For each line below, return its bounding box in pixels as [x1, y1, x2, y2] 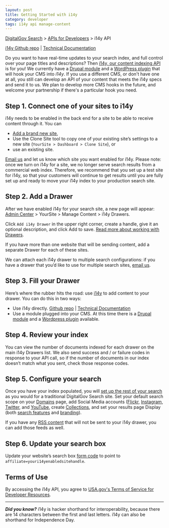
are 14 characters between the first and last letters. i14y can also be [5, 511, 146, 517]
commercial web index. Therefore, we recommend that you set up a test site [5, 167, 163, 173]
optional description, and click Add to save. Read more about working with [5, 226, 159, 232]
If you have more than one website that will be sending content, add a [5, 241, 150, 248]
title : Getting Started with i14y [5, 12, 78, 17]
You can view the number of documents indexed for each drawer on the [5, 344, 154, 350]
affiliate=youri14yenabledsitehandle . [5, 458, 86, 464]
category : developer [5, 17, 49, 22]
